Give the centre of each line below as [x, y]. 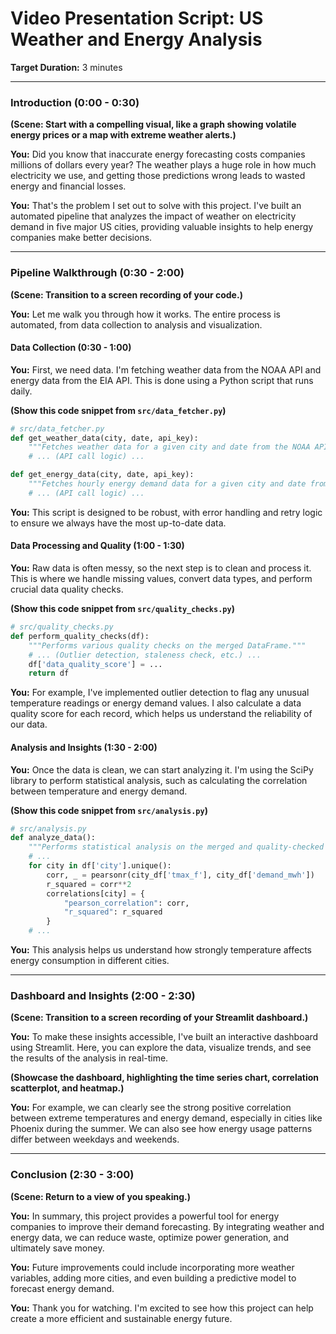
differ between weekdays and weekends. [95, 1139]
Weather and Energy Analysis [136, 39]
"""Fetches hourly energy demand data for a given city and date [167, 484]
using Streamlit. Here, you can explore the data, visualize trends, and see [161, 1048]
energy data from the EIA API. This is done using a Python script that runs [162, 380]
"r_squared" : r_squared [113, 912]
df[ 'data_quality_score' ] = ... [95, 664]
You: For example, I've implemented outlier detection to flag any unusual [160, 693]
